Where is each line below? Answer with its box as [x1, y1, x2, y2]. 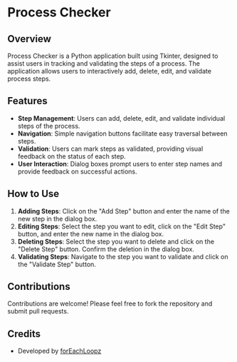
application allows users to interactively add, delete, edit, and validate [7, 67, 212, 75]
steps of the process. [17, 121, 80, 130]
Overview [7, 33, 52, 45]
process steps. [7, 74, 51, 83]
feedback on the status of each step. [17, 151, 126, 161]
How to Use [7, 188, 60, 200]
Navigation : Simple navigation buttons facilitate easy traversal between [17, 129, 228, 138]
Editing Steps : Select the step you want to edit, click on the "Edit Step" [17, 222, 226, 231]
